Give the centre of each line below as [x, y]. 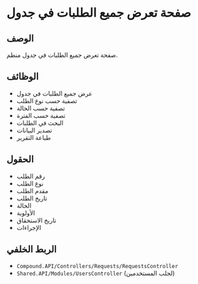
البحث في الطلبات [40, 123]
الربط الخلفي [31, 250]
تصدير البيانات [34, 130]
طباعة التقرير [34, 137]
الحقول [20, 160]
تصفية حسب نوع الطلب [47, 100]
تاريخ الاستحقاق [36, 220]
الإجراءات [29, 227]
